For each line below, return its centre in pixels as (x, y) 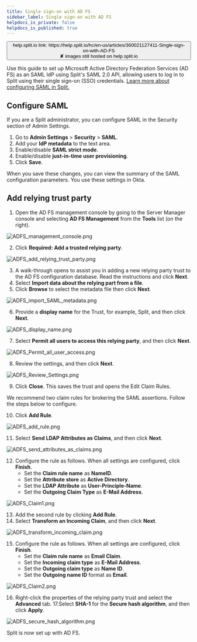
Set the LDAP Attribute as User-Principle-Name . (83, 485)
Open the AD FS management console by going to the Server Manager (100, 212)
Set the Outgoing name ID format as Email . (76, 575)
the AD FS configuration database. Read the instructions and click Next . (102, 276)
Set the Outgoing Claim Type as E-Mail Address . (83, 492)
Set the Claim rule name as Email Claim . (73, 556)
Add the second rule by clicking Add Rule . (66, 515)
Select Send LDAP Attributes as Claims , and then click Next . (89, 438)
